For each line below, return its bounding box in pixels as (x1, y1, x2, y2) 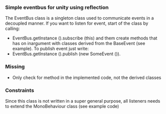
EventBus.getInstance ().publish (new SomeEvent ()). (12, 51, 121, 57)
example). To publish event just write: (12, 46, 89, 52)
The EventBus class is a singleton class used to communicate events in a (5, 15, 154, 21)
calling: (5, 26, 20, 32)
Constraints (5, 87, 35, 94)
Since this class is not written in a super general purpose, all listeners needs (5, 98, 161, 104)
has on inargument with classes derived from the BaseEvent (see (12, 40, 145, 46)
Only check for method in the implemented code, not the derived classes (12, 75, 162, 80)
